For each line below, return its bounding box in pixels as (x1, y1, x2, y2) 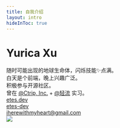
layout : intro (6, 14, 42, 21)
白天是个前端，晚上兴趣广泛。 (6, 74, 81, 82)
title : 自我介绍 (6, 8, 44, 15)
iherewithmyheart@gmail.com (6, 109, 81, 117)
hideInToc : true (6, 20, 47, 26)
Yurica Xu (6, 46, 58, 60)
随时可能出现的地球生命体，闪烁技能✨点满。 (6, 67, 117, 74)
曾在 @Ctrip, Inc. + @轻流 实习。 (6, 89, 88, 97)
